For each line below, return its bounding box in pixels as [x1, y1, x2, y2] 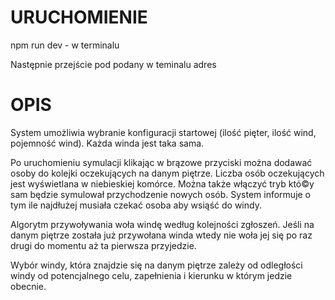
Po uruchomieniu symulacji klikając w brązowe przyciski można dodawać [10, 156, 313, 168]
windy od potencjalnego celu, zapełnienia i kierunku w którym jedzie [10, 269, 293, 281]
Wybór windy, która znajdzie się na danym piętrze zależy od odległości [10, 259, 303, 271]
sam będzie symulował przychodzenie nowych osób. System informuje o [10, 188, 312, 200]
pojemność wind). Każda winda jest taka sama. [10, 137, 205, 149]
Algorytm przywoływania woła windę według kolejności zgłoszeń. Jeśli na [10, 218, 315, 230]
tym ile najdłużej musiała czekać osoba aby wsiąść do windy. [10, 199, 262, 211]
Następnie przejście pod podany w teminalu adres [10, 58, 217, 70]
